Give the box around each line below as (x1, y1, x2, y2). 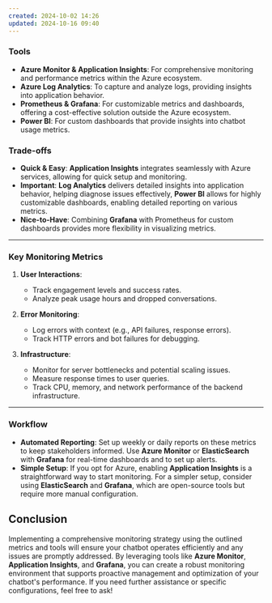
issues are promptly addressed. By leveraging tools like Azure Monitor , (8, 551, 247, 561)
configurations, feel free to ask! (8, 585, 113, 595)
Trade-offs (8, 145, 52, 156)
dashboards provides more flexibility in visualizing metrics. (19, 223, 216, 233)
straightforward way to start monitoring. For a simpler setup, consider (19, 471, 253, 482)
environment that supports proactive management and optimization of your (8, 568, 259, 578)
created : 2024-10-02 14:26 (8, 11, 100, 20)
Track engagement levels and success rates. (32, 285, 182, 295)
